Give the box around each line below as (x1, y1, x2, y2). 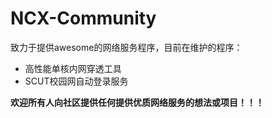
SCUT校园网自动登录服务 (24, 75, 129, 87)
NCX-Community (10, 7, 157, 30)
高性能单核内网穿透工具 (24, 62, 122, 74)
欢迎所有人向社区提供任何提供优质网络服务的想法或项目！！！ (10, 96, 265, 108)
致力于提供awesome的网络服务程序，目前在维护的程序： (10, 41, 243, 53)
